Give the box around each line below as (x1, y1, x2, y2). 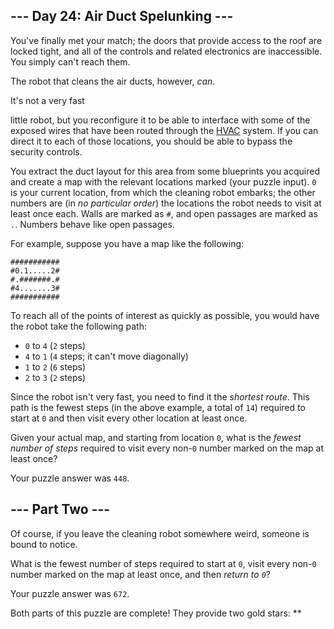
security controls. (10, 145, 83, 158)
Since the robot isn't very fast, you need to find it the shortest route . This (10, 390, 310, 403)
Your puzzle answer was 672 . (10, 587, 130, 599)
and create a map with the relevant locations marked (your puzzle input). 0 (10, 175, 317, 188)
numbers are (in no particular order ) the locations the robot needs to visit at (10, 197, 322, 209)
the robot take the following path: (10, 320, 148, 332)
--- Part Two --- (10, 501, 111, 518)
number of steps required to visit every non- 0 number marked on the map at (10, 442, 325, 454)
